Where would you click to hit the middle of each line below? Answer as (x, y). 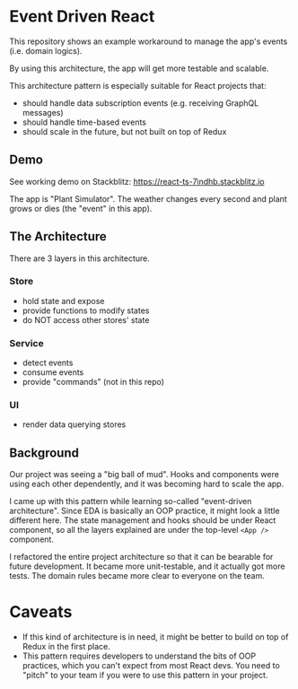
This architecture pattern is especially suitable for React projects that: (138, 85)
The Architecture (58, 236)
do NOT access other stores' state (86, 319)
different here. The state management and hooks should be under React (143, 520)
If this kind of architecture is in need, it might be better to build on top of (155, 637)
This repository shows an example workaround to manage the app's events (149, 41)
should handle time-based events (84, 122)
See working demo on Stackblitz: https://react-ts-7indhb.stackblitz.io (137, 181)
